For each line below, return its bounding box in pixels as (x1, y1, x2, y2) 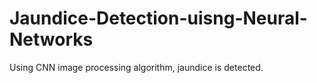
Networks (9, 28, 94, 51)
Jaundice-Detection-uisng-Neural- (9, 7, 308, 30)
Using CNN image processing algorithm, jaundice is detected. (9, 61, 264, 73)
